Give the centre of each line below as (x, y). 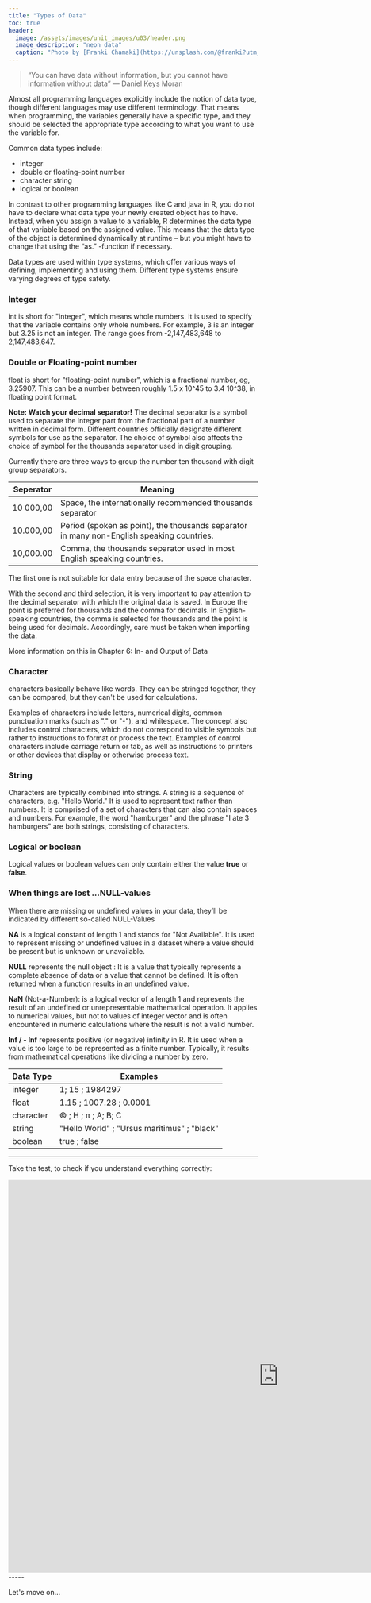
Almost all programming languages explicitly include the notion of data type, (133, 99)
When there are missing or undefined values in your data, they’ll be (118, 910)
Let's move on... (34, 1592)
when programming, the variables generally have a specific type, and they (130, 116)
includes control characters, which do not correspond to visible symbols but (133, 729)
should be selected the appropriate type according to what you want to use (131, 124)
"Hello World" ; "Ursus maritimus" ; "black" (139, 1128)
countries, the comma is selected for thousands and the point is (143, 618)
